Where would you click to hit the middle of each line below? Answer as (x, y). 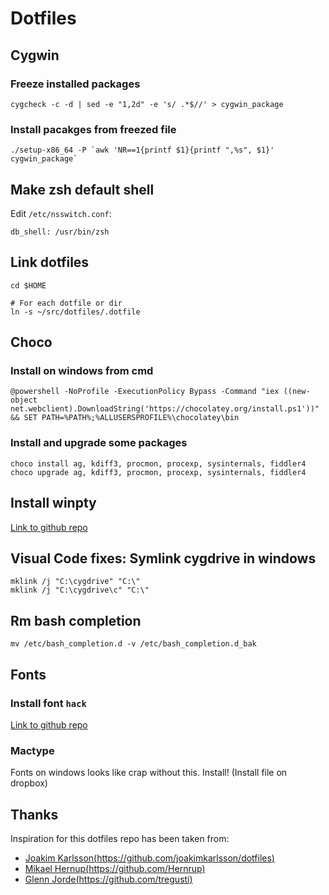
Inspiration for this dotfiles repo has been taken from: (120, 839)
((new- (297, 392)
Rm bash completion (76, 620)
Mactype (32, 750)
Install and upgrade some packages (99, 443)
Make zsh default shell (82, 189)
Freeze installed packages (75, 84)
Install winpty (53, 503)
